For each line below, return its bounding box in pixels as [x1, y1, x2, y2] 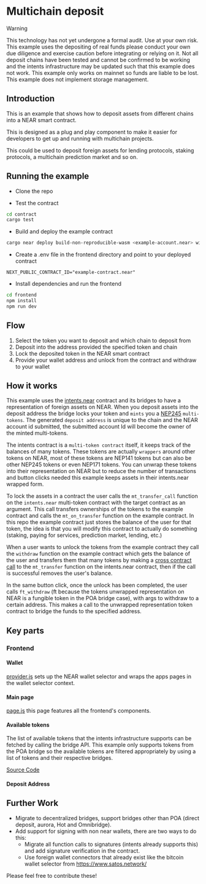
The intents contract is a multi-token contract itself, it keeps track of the [6, 441, 191, 449]
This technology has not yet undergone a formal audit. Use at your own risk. [6, 36, 199, 44]
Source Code [6, 766, 40, 773]
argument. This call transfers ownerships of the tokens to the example [6, 506, 183, 513]
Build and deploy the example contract [15, 228, 113, 235]
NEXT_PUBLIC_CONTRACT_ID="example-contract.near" [6, 269, 136, 276]
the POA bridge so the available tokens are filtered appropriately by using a [6, 748, 196, 755]
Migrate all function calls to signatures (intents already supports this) [24, 840, 199, 848]
